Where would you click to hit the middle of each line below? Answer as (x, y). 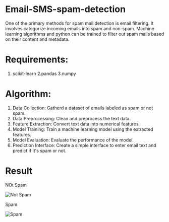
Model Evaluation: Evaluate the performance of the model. (73, 140)
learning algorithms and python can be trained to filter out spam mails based (85, 34)
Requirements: (37, 60)
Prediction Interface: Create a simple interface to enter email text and (84, 145)
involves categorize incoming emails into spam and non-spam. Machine (80, 28)
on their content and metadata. (37, 39)
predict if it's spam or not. (39, 151)
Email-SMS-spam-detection (66, 9)
